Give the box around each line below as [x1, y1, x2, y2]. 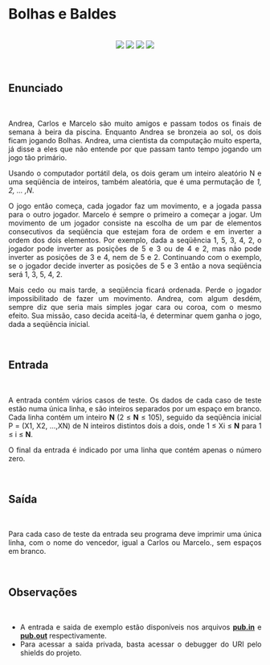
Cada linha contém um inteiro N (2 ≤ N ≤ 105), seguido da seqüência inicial [8, 412, 262, 422]
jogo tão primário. [8, 152, 67, 162]
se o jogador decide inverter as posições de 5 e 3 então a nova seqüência [8, 261, 262, 271]
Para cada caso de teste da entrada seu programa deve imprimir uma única [8, 529, 262, 539]
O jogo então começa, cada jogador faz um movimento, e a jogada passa [8, 200, 262, 210]
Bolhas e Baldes [8, 5, 117, 23]
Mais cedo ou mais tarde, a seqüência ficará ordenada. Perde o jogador [8, 285, 262, 295]
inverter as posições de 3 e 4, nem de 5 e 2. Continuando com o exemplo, [8, 252, 262, 262]
